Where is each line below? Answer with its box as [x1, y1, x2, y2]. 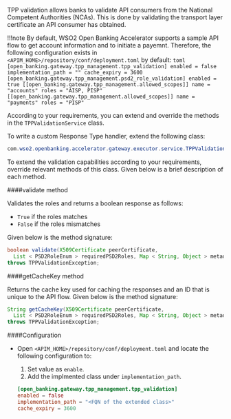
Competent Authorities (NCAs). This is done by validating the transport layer [7, 13, 223, 21]
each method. [7, 172, 47, 181]
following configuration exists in [7, 48, 98, 57]
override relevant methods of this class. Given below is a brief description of [7, 165, 223, 173]
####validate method [7, 185, 69, 194]
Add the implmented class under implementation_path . [27, 372, 182, 381]
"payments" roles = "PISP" [7, 99, 85, 106]
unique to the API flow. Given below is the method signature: [7, 292, 178, 300]
